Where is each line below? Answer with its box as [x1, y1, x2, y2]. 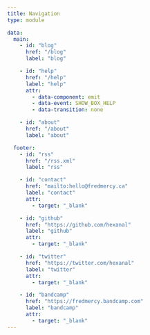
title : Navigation [7, 10, 60, 17]
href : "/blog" [25, 49, 67, 56]
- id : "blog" [19, 42, 57, 49]
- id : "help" [19, 67, 57, 74]
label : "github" [25, 227, 73, 235]
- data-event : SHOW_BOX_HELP [32, 100, 116, 107]
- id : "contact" [19, 177, 67, 183]
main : [13, 35, 30, 42]
